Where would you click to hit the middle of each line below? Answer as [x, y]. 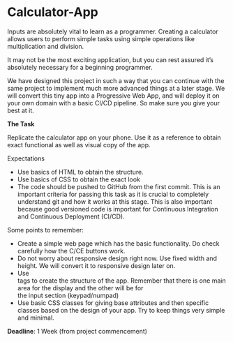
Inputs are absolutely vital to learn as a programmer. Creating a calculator [113, 31]
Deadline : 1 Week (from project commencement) [77, 331]
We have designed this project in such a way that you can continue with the [116, 80]
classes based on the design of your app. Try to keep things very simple [121, 310]
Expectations [26, 158]
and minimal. [36, 318]
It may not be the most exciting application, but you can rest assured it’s [111, 59]
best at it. [21, 110]
